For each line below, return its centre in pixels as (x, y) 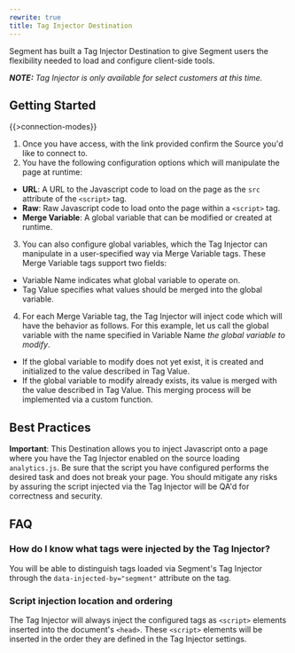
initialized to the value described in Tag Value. (106, 371)
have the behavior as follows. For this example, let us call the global (145, 326)
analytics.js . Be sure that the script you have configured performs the (139, 468)
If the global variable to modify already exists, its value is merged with (149, 381)
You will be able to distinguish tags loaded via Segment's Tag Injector (136, 568)
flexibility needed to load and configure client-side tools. (112, 60)
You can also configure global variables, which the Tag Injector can (144, 244)
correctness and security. (56, 496)
